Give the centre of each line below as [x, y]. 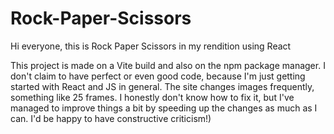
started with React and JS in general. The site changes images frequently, [162, 86]
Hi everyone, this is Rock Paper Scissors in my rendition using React [151, 46]
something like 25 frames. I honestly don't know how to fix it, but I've [152, 97]
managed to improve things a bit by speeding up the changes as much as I [164, 108]
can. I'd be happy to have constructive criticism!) [111, 118]
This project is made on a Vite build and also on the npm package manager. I [168, 65]
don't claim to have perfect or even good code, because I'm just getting [158, 76]
